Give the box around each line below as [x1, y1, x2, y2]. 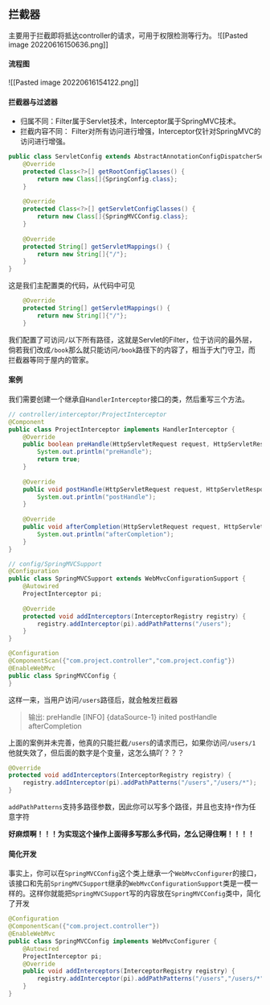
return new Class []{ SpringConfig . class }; [37, 175, 178, 183]
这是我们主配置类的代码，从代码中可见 [8, 280, 135, 290]
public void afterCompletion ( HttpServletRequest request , [22, 523, 221, 531]
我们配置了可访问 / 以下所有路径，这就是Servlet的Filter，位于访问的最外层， [8, 334, 257, 344]
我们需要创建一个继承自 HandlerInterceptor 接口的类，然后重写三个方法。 [8, 394, 249, 404]
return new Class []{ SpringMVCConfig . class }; [37, 213, 189, 221]
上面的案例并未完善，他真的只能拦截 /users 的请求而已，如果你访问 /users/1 [8, 737, 256, 747]
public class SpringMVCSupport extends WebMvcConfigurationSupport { [8, 575, 247, 583]
